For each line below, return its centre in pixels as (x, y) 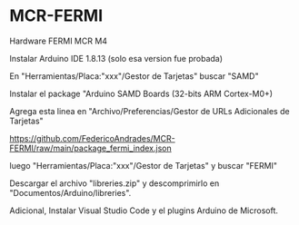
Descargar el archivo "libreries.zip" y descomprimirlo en (115, 183)
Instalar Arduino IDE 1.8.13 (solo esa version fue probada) (116, 58)
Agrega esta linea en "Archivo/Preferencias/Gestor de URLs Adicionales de (149, 111)
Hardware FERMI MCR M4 (58, 41)
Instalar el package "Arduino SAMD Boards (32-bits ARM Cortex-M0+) (141, 93)
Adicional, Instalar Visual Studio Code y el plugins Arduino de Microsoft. (144, 210)
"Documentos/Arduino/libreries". (70, 192)
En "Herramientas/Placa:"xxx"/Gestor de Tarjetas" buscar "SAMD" (134, 76)
